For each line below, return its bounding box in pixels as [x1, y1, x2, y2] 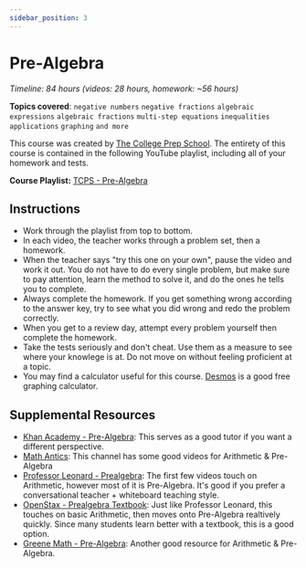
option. [22, 529, 50, 540]
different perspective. [22, 441, 105, 452]
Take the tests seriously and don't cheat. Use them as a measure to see [22, 342, 292, 352]
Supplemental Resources [9, 407, 156, 423]
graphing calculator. [22, 381, 99, 392]
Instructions [9, 201, 80, 216]
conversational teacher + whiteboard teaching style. [22, 489, 219, 500]
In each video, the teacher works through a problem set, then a [22, 235, 260, 247]
